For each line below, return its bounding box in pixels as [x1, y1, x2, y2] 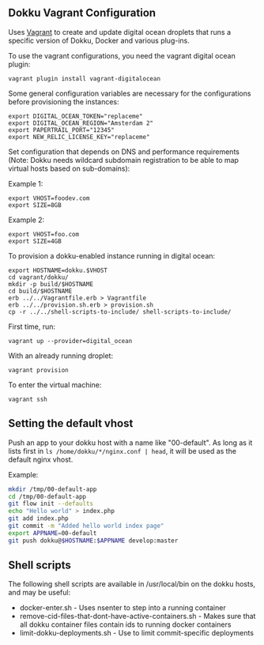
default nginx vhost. [8, 455, 74, 464]
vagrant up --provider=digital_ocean [8, 337, 133, 345]
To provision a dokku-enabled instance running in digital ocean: [8, 251, 216, 260]
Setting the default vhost [8, 417, 134, 430]
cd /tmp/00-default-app [8, 492, 87, 500]
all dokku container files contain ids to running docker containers [19, 620, 232, 629]
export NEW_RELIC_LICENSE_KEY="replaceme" [8, 133, 150, 141]
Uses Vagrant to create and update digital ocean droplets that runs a [8, 27, 232, 36]
